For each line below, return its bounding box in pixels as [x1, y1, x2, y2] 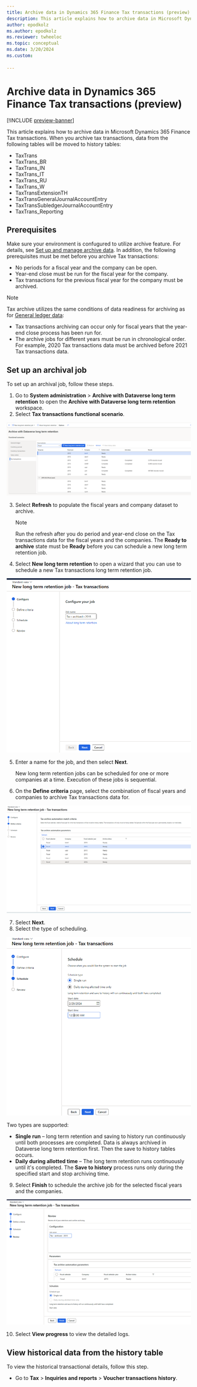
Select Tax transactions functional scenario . [15, 411, 125, 418]
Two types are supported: [6, 1122, 69, 1129]
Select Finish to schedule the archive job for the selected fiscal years [15, 1181, 182, 1189]
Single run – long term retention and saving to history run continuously [15, 1133, 186, 1140]
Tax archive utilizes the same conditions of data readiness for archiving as [6, 305, 185, 313]
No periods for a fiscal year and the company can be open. [15, 264, 157, 271]
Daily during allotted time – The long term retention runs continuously [15, 1158, 185, 1165]
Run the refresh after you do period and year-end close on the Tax [15, 530, 175, 537]
